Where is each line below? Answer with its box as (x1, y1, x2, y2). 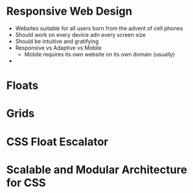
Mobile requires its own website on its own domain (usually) (24, 50, 175, 58)
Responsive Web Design (6, 4, 133, 18)
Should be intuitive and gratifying (15, 37, 99, 45)
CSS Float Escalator (6, 135, 109, 148)
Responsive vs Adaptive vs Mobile (15, 44, 102, 51)
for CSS (6, 176, 46, 189)
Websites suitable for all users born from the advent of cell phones (15, 25, 183, 32)
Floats (6, 78, 38, 93)
